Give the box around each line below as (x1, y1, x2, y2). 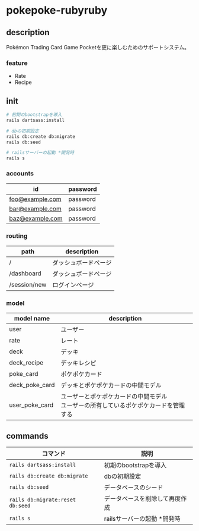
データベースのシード (104, 483, 163, 491)
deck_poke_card (9, 381, 55, 389)
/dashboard (9, 269, 41, 277)
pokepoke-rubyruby (6, 4, 108, 17)
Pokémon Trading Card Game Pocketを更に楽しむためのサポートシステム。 (6, 44, 190, 51)
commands (6, 431, 49, 441)
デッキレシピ (60, 359, 97, 367)
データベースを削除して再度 (104, 494, 181, 502)
